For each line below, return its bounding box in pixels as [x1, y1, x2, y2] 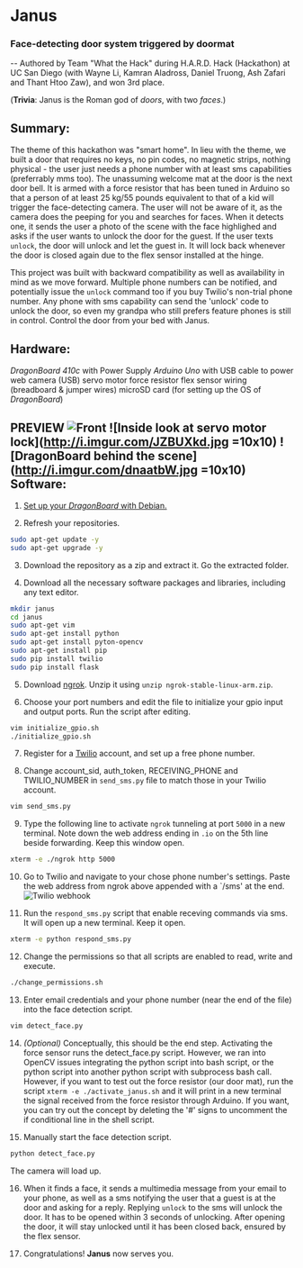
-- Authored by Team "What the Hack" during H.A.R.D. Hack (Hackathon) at [10, 58, 290, 68]
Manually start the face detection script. [22, 1131, 172, 1142]
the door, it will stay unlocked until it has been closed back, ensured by [22, 1221, 287, 1232]
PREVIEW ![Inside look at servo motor [10, 420, 267, 435]
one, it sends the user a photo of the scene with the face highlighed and [10, 222, 277, 232]
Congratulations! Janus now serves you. [22, 1248, 174, 1259]
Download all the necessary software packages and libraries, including [22, 577, 286, 588]
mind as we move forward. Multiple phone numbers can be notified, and [10, 276, 278, 288]
